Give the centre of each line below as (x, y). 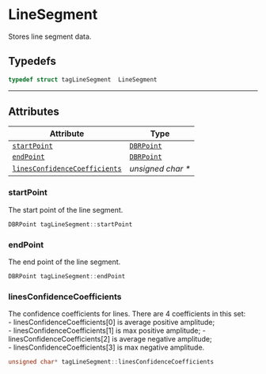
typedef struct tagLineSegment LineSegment (83, 79)
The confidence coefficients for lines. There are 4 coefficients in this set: (127, 314)
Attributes (34, 112)
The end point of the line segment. (65, 262)
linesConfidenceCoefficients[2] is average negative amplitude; (110, 339)
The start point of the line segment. (66, 210)
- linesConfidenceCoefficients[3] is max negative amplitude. (106, 348)
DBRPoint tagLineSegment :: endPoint (67, 276)
